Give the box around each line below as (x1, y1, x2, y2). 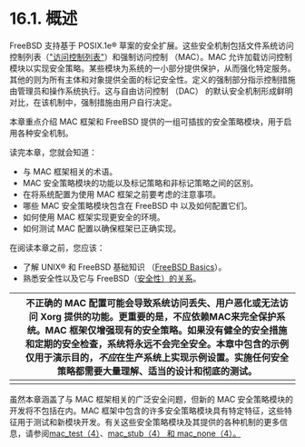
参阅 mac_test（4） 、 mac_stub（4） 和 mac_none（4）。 (33, 428, 241, 439)
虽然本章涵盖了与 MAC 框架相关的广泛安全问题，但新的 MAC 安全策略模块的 (9, 393, 293, 404)
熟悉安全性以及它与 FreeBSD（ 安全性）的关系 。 (22, 273, 202, 283)
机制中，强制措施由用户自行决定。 (48, 96, 177, 107)
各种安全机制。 (16, 127, 74, 138)
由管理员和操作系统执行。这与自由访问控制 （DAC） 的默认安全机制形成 (9, 85, 277, 96)
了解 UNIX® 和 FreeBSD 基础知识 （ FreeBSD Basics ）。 (22, 261, 227, 273)
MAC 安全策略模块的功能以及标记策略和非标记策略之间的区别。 (22, 177, 259, 188)
